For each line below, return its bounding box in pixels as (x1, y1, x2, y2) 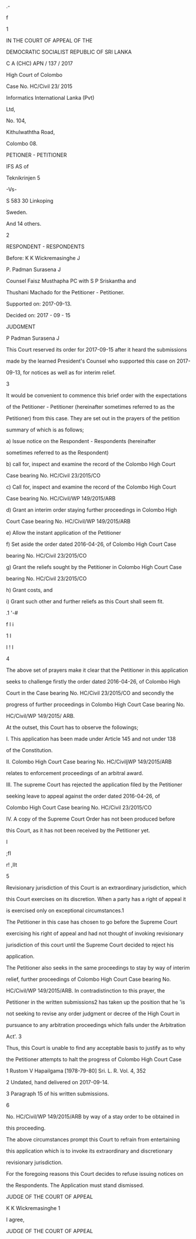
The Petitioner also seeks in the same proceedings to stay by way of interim (6, 964, 190, 971)
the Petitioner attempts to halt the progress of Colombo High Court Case (6, 1056, 182, 1063)
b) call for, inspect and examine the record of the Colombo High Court (6, 461, 175, 467)
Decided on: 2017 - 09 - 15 (6, 312, 71, 318)
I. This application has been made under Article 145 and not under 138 (6, 736, 176, 742)
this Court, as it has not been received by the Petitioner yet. (6, 827, 150, 834)
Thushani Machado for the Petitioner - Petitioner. (6, 289, 125, 295)
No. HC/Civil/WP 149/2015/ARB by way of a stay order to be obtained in (6, 1113, 180, 1120)
